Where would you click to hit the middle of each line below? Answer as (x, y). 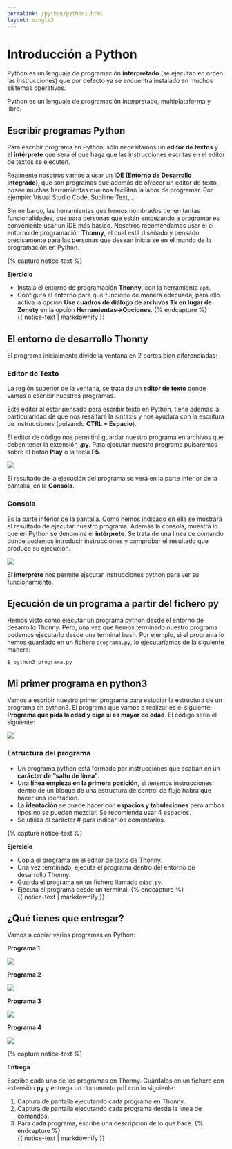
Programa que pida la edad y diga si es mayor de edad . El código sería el (112, 715)
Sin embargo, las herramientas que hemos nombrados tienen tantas (104, 211)
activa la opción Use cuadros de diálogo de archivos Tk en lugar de (114, 302)
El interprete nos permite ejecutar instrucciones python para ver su (103, 574)
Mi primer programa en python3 (77, 683)
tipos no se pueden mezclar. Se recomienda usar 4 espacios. (104, 812)
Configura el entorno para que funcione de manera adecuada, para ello (118, 295)
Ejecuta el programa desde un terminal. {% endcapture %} (100, 889)
